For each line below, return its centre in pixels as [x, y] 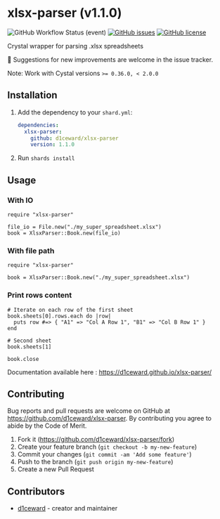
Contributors [36, 491]
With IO [20, 200]
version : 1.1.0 [53, 145]
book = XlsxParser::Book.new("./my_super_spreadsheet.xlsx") [99, 278]
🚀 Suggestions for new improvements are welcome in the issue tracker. [110, 59]
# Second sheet [30, 341]
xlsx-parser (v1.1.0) [65, 13]
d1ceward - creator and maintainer [67, 508]
